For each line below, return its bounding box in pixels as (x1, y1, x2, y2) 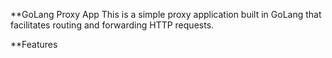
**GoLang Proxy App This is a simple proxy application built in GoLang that (10, 9, 322, 20)
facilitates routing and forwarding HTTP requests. (10, 19, 215, 31)
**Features (10, 39, 58, 50)
